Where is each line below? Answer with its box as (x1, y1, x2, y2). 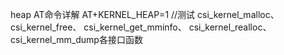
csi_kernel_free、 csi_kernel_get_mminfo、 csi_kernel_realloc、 (10, 21, 272, 33)
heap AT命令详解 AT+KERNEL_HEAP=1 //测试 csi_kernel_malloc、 (10, 9, 280, 20)
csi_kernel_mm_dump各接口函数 (10, 34, 143, 45)
